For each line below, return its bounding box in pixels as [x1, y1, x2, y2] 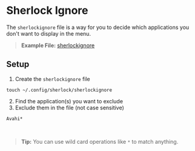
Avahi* [6, 115, 23, 121]
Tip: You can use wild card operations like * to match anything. [21, 138, 179, 145]
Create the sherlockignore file [15, 75, 91, 82]
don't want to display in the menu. [6, 30, 91, 37]
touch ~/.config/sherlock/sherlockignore [6, 87, 113, 93]
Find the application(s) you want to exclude [15, 97, 123, 104]
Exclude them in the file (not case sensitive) [15, 104, 124, 111]
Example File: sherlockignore [21, 42, 95, 49]
